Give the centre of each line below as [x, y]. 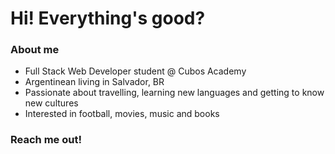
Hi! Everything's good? [108, 18]
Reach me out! [46, 140]
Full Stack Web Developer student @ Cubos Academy [135, 71]
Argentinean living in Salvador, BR [94, 82]
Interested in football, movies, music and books [122, 114]
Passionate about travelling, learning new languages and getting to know [174, 93]
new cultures [51, 103]
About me [35, 50]
